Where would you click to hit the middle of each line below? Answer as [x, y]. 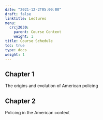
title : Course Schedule [29, 41]
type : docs [16, 50]
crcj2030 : [19, 28]
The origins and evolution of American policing [51, 86]
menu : [10, 23]
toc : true [15, 45]
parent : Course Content [38, 32]
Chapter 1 [20, 74]
